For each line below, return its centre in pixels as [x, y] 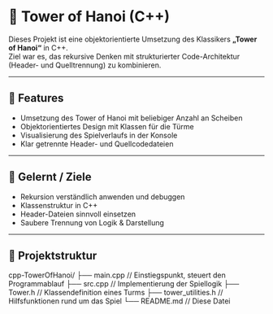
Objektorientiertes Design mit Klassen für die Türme [107, 126]
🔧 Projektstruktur [53, 255]
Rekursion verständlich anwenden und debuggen [102, 196]
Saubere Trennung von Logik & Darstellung [92, 222]
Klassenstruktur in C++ [59, 205]
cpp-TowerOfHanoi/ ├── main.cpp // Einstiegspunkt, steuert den [117, 275]
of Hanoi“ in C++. [39, 47]
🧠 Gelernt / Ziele [50, 177]
